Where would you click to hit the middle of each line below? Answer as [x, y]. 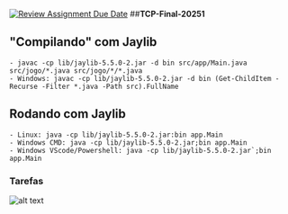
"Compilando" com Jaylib [83, 42]
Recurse [24, 86]
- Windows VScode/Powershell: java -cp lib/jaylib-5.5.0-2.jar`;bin [140, 150]
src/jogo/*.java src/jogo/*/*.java [76, 71]
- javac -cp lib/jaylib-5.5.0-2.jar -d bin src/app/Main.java [128, 63]
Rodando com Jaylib [67, 114]
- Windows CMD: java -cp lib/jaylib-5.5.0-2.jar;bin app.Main [128, 143]
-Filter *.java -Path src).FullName [110, 86]
